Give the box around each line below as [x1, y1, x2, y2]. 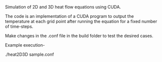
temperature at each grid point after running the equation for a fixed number [5, 19, 158, 24]
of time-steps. [5, 24, 33, 29]
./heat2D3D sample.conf [5, 51, 54, 57]
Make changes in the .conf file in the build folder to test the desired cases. [5, 33, 154, 38]
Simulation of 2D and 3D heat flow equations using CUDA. [5, 4, 121, 10]
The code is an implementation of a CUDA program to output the [5, 13, 134, 19]
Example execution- [5, 42, 45, 48]
